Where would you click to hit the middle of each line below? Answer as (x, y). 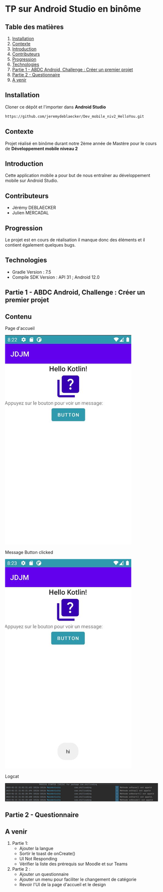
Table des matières (34, 27)
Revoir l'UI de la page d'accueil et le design (63, 885)
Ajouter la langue (36, 848)
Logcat (12, 776)
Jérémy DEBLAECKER (34, 208)
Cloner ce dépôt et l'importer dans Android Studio (56, 107)
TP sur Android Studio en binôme (73, 9)
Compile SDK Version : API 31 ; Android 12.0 (56, 277)
